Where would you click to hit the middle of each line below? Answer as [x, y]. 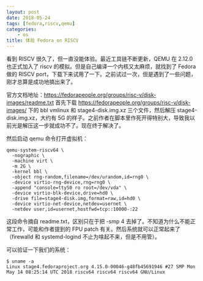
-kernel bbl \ [30, 172]
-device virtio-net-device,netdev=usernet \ [69, 204]
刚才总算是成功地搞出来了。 [41, 82]
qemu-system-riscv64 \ [35, 150]
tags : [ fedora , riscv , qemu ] [41, 23]
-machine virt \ [32, 161]
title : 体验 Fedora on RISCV [42, 40]
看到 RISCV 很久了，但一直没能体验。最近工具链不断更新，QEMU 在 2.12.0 [100, 59]
